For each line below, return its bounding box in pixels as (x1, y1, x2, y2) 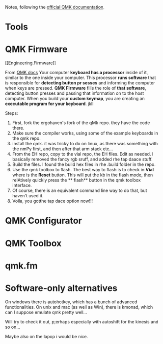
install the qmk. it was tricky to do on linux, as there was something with (12, 141, 158, 147)
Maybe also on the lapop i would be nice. (5, 333, 88, 339)
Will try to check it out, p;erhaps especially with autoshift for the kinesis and (5, 318, 159, 324)
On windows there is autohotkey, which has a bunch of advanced (5, 299, 137, 305)
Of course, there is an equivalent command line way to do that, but (12, 187, 147, 193)
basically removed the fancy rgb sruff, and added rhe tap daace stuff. (12, 157, 153, 162)
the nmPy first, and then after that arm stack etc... (12, 146, 113, 152)
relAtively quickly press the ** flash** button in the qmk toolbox (12, 177, 141, 183)
